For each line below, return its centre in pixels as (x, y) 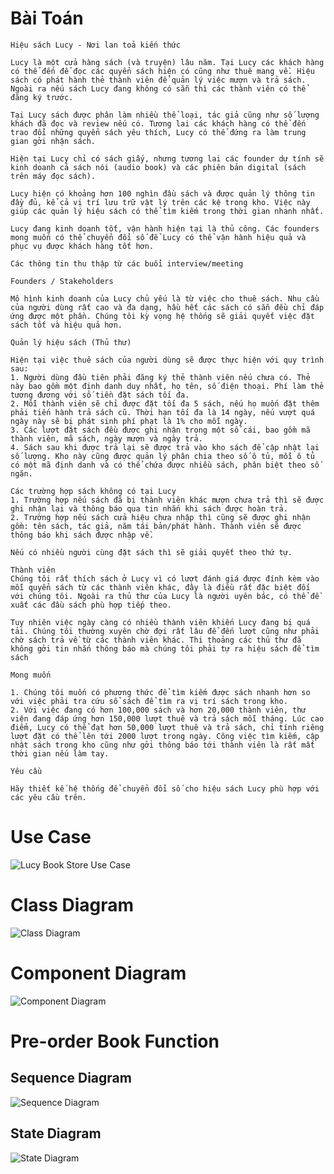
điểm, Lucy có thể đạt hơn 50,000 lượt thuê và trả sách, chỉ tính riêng (167, 727)
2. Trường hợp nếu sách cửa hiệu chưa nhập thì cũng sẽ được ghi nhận (160, 517)
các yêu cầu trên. (48, 797)
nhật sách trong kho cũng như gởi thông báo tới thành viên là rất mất (162, 745)
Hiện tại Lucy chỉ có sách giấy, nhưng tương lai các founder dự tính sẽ (167, 158)
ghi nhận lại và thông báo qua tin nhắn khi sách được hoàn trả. (149, 508)
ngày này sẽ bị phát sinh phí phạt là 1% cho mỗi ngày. (129, 421)
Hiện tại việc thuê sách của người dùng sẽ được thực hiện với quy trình (167, 360)
